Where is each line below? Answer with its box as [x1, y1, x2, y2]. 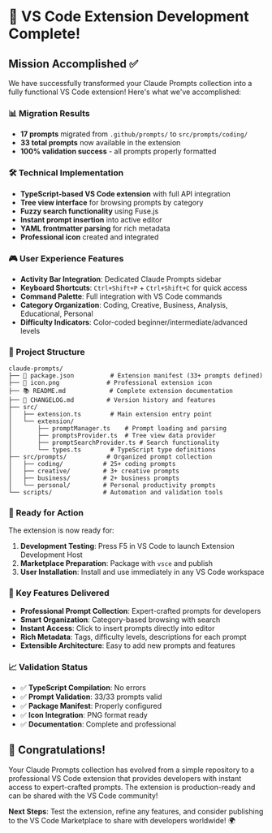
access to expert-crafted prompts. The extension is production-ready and [8, 782, 256, 792]
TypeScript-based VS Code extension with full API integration [19, 188, 231, 198]
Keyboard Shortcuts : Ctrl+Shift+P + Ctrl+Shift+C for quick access [19, 283, 248, 292]
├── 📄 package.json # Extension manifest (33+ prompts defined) [8, 372, 264, 380]
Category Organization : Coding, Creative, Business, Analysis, [19, 300, 228, 309]
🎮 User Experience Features [8, 252, 124, 264]
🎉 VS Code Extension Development [8, 7, 249, 26]
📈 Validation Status [8, 661, 88, 672]
